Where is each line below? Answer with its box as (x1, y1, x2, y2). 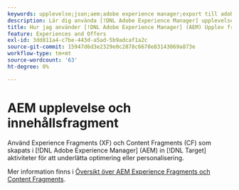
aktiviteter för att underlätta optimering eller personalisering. (7, 153, 184, 162)
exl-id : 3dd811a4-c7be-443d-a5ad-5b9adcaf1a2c (7, 37, 148, 44)
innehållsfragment (7, 115, 119, 131)
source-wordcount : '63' (7, 57, 78, 64)
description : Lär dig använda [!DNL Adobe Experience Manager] (7, 17, 199, 24)
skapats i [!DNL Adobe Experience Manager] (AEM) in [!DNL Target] (7, 146, 206, 155)
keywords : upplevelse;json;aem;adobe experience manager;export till (7, 10, 218, 18)
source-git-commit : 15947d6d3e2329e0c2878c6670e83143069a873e (7, 43, 196, 50)
